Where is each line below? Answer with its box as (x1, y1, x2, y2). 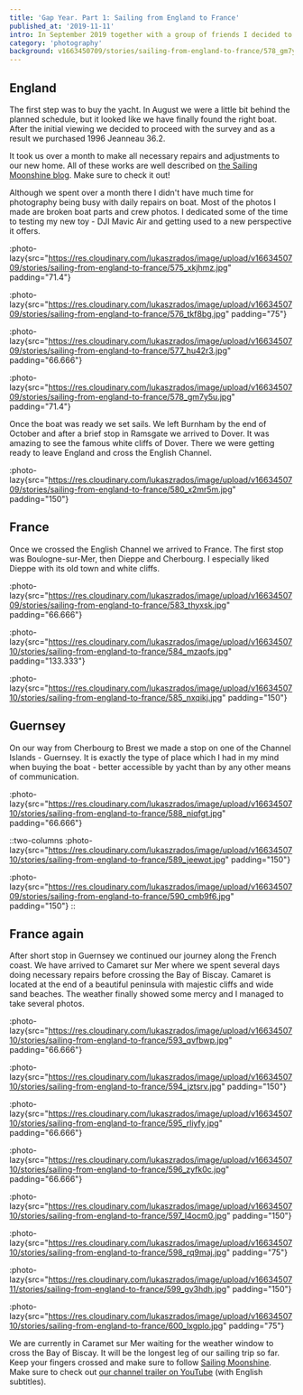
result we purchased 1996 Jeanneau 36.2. (9, 133, 166, 144)
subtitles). (9, 1376, 47, 1387)
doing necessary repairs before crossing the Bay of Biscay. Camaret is (9, 970, 271, 981)
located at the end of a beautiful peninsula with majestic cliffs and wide (9, 979, 274, 990)
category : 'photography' (9, 38, 103, 48)
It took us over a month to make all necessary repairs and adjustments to (9, 150, 280, 161)
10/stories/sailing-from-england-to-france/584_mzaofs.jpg (9, 646, 228, 656)
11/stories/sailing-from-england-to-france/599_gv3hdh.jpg (9, 1284, 227, 1295)
